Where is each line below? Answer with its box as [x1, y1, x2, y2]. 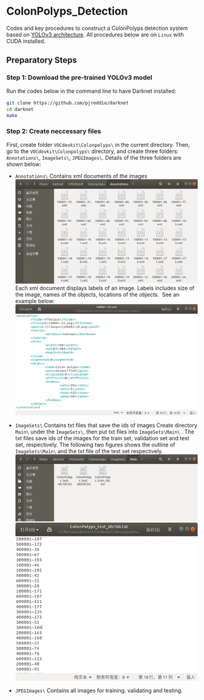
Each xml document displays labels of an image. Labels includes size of [15, 285, 195, 292]
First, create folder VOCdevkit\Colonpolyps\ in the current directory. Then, [6, 141, 190, 148]
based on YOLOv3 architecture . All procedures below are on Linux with [6, 30, 184, 38]
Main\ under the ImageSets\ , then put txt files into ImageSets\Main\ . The [15, 428, 194, 435]
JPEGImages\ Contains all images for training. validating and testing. [15, 687, 183, 694]
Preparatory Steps [6, 55, 77, 65]
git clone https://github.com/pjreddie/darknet [6, 99, 129, 106]
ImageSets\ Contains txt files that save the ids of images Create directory [15, 422, 197, 429]
